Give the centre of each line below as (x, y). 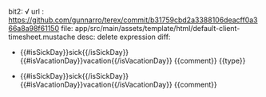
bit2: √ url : (26, 12)
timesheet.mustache (42, 37)
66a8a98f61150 (34, 28)
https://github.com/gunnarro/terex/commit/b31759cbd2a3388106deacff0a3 (133, 20)
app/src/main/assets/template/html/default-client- (157, 28)
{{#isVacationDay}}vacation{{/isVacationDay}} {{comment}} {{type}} (133, 60)
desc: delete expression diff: (124, 37)
